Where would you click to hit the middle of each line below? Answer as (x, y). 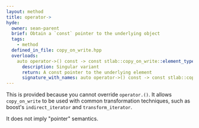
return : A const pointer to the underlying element (87, 72)
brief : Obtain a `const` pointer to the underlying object (86, 34)
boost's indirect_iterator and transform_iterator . (69, 107)
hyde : (13, 23)
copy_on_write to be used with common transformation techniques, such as (98, 101)
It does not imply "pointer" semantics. (52, 119)
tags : (18, 39)
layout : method (25, 12)
